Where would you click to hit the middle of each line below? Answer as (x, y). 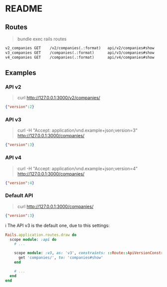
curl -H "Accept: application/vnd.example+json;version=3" (77, 130)
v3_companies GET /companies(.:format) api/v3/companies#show (80, 53)
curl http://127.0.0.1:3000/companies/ (55, 206)
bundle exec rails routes (42, 39)
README (24, 9)
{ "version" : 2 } (20, 107)
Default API (19, 195)
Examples (21, 73)
